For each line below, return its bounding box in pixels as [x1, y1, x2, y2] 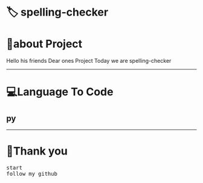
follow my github [6, 170, 57, 178]
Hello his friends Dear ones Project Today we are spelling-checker [6, 57, 172, 65]
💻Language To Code [6, 85, 114, 99]
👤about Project [6, 37, 83, 51]
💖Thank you [6, 144, 68, 158]
